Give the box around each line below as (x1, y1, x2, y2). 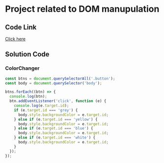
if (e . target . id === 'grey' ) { (14, 108, 78, 112)
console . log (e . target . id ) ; (14, 103, 69, 109)
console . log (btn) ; (9, 94, 48, 99)
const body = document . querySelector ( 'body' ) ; (5, 81, 102, 85)
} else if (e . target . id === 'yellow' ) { (14, 117, 98, 122)
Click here (5, 36, 26, 42)
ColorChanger (5, 65, 40, 72)
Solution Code (5, 50, 50, 58)
